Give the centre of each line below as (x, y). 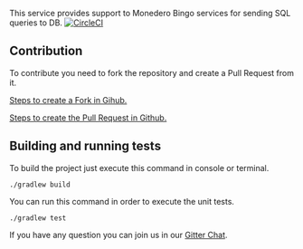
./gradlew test (38, 218)
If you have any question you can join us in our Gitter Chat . (118, 235)
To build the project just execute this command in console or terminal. (139, 168)
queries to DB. (36, 23)
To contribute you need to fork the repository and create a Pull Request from (151, 72)
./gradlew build (40, 185)
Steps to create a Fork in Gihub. (68, 100)
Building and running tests (85, 146)
